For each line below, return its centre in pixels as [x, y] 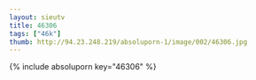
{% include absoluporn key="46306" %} [83, 67]
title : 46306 [33, 25]
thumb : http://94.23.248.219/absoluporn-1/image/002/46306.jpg [128, 42]
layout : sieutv [37, 17]
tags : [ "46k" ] [35, 33]
